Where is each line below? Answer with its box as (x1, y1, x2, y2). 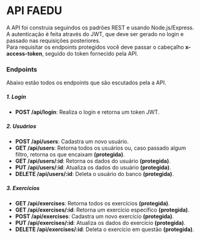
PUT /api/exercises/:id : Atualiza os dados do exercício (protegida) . (15, 219, 186, 227)
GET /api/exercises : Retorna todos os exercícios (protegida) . (15, 200, 170, 207)
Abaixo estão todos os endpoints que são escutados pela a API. (6, 79, 166, 86)
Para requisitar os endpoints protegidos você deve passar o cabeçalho (6, 43, 184, 51)
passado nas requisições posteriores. (6, 37, 101, 44)
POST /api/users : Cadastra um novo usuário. (15, 138, 129, 145)
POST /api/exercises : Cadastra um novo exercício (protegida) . (15, 213, 174, 220)
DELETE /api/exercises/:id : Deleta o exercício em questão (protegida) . (15, 226, 195, 233)
